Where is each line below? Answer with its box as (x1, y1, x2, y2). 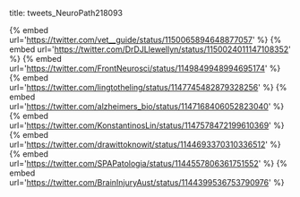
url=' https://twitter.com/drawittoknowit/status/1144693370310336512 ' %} (9, 139, 282, 150)
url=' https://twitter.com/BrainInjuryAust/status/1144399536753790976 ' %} (9, 177, 285, 187)
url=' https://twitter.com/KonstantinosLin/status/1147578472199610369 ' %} (9, 120, 285, 131)
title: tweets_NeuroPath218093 (9, 8, 124, 18)
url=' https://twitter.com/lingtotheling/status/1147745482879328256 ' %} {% (9, 82, 287, 92)
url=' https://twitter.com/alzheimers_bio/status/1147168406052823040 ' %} (9, 101, 285, 111)
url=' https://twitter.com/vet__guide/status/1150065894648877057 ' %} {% (9, 35, 282, 45)
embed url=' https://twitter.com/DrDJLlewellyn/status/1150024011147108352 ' (9, 44, 291, 55)
